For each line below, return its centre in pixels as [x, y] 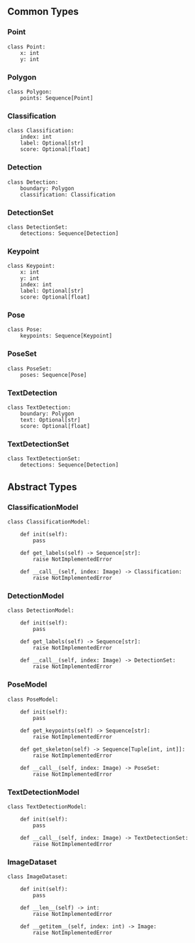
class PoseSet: [30, 369]
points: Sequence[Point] [57, 98]
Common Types [43, 12]
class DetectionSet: [38, 227]
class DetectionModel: [41, 611]
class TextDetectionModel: [47, 807]
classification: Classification [68, 194]
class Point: [27, 47]
